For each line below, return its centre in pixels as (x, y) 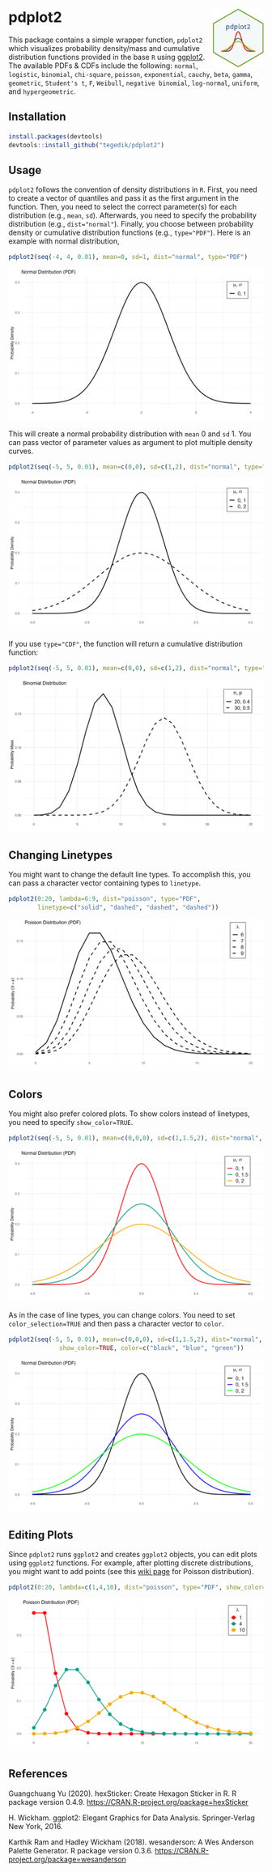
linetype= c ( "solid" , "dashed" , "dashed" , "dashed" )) (128, 908)
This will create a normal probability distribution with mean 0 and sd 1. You (130, 434)
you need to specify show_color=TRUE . (71, 1123)
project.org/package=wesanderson (68, 1859)
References (38, 1774)
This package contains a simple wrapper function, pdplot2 (106, 40)
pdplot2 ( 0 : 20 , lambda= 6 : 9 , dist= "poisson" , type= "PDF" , (104, 899)
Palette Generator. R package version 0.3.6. (81, 1850)
